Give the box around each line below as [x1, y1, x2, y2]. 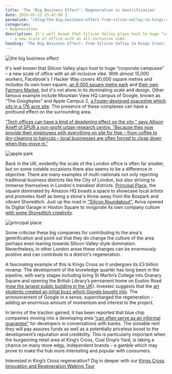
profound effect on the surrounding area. [5, 108, 92, 115]
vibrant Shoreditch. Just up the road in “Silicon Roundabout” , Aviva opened [5, 198, 164, 204]
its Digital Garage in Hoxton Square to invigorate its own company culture [5, 204, 160, 210]
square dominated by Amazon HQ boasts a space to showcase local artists [5, 188, 164, 194]
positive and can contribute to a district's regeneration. [5, 251, 121, 257]
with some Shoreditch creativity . [5, 209, 73, 216]
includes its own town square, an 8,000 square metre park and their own [5, 81, 159, 87]
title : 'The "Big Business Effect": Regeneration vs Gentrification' [5, 7, 157, 13]
